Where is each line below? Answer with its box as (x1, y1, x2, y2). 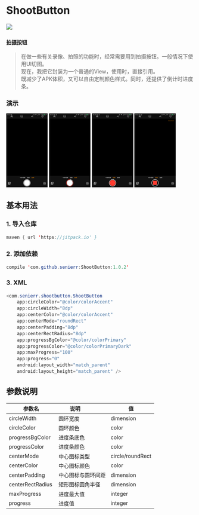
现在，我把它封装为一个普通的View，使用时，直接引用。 (20, 68, 159, 75)
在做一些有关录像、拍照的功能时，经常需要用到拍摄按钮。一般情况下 (20, 53, 188, 60)
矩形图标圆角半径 (58, 481, 101, 488)
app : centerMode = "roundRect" (17, 318, 86, 324)
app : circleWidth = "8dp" (17, 305, 73, 311)
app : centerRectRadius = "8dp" (17, 330, 86, 336)
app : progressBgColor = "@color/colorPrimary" (17, 337, 127, 343)
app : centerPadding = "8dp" (17, 324, 79, 330)
